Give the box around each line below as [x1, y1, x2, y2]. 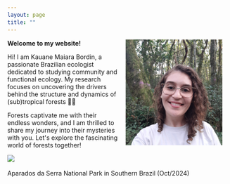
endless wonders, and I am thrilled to [7, 118, 115, 126]
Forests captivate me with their [7, 111, 97, 119]
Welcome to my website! [7, 39, 81, 47]
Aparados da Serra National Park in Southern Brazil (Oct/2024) [7, 169, 190, 177]
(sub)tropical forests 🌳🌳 [7, 97, 76, 105]
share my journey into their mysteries [7, 126, 115, 134]
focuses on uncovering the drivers [7, 82, 107, 91]
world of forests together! [7, 140, 82, 149]
